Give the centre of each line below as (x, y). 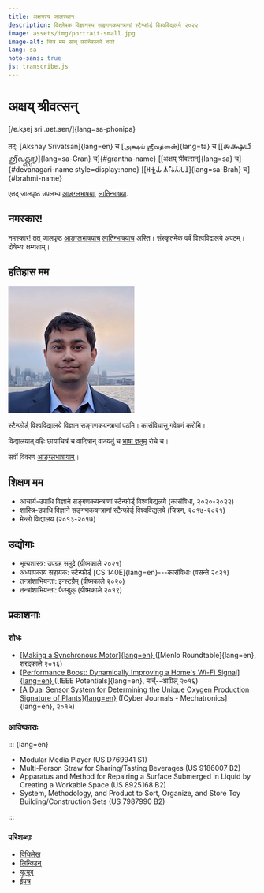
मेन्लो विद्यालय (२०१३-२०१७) (58, 519)
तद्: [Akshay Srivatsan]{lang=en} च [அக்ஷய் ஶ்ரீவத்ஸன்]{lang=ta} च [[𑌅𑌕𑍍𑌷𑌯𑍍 (130, 146)
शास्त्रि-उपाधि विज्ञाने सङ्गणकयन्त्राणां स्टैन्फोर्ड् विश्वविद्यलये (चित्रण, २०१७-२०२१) (123, 510)
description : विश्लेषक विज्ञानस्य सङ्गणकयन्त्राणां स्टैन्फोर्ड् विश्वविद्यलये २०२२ (103, 25)
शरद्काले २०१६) (41, 663)
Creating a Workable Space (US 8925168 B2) (93, 785)
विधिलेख (30, 854)
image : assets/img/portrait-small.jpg (72, 33)
